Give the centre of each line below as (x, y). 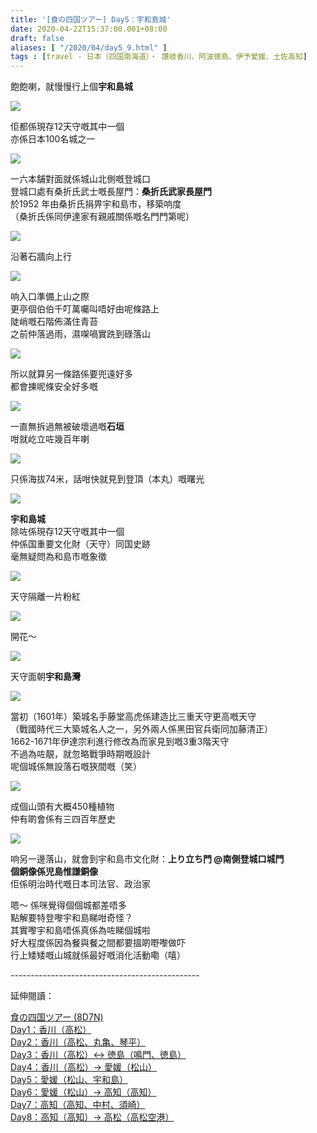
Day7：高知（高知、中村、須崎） (78, 1105)
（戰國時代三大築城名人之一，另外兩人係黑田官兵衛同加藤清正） (141, 729)
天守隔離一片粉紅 (45, 597)
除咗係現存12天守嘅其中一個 (67, 532)
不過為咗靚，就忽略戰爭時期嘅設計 (80, 754)
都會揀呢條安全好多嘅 (54, 387)
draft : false (37, 38)
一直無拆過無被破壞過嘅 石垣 (67, 427)
